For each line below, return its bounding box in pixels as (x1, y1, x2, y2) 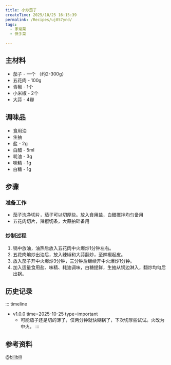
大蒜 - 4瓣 (12, 96, 34, 103)
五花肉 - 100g (12, 77, 42, 83)
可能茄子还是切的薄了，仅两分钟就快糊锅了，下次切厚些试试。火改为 (20, 317, 165, 323)
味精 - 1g (12, 160, 32, 166)
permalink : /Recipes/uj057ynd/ (5, 17, 72, 22)
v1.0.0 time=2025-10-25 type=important (12, 311, 98, 317)
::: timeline (5, 301, 27, 307)
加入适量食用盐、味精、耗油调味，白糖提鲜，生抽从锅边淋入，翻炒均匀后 (12, 264, 166, 270)
